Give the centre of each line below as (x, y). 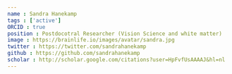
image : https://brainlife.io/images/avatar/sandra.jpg (91, 40)
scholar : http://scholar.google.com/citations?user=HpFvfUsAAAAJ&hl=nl (116, 60)
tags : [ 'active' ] (34, 20)
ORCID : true (26, 27)
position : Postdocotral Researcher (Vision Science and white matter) (115, 33)
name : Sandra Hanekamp (42, 14)
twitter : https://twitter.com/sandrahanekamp (77, 47)
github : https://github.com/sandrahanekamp (74, 54)
